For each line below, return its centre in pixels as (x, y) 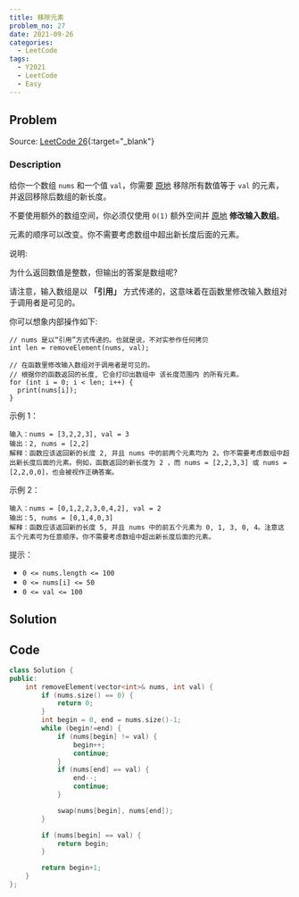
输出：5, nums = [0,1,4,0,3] (62, 518)
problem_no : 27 (37, 26)
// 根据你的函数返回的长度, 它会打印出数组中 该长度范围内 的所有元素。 (126, 374)
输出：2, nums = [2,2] (50, 444)
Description (35, 164)
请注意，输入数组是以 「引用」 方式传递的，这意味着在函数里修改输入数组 (144, 291)
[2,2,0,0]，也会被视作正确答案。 (64, 472)
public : (24, 678)
